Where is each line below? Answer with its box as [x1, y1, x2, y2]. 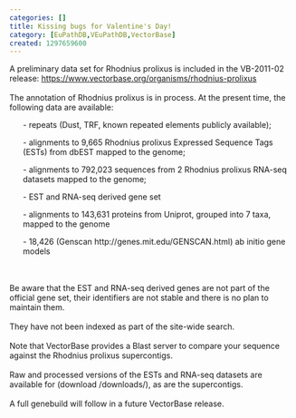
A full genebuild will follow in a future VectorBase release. [9, 398, 224, 409]
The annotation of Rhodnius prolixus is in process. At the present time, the [9, 92, 286, 103]
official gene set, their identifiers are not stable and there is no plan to [9, 292, 269, 304]
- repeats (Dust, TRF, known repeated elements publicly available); [22, 120, 272, 131]
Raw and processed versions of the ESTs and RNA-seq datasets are [9, 369, 263, 381]
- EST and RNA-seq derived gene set [22, 191, 161, 202]
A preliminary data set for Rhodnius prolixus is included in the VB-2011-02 [9, 63, 285, 74]
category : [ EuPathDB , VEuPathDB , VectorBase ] [9, 30, 177, 39]
